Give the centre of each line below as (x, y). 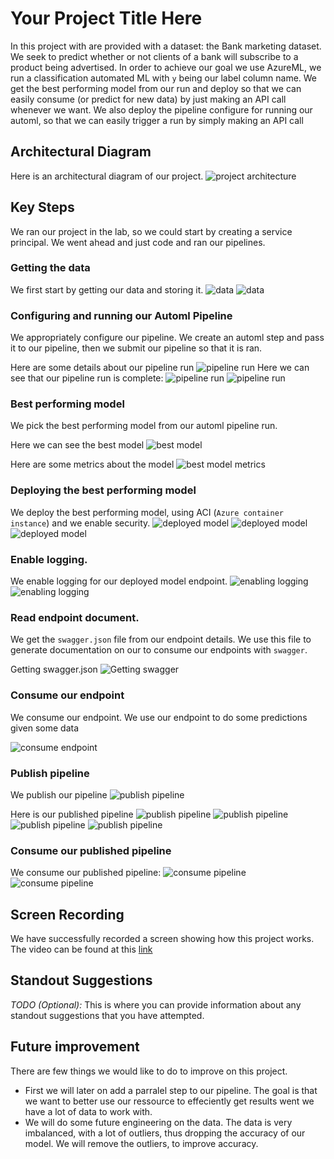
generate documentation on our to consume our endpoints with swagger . (159, 650)
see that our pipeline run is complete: (87, 378)
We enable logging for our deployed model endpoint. (119, 581)
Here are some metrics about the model (92, 464)
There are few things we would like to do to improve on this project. (149, 1071)
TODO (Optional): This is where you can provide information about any (156, 1004)
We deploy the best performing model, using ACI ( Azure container (147, 512)
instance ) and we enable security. (80, 523)
